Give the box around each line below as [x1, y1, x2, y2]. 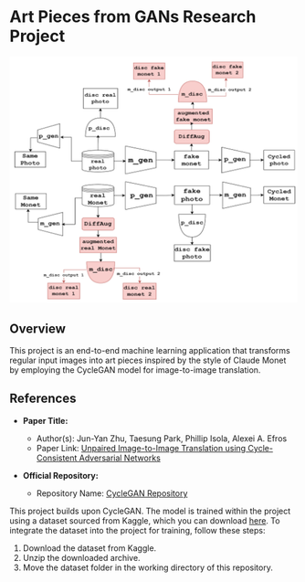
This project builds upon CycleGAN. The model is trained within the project [9, 505, 291, 516]
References [9, 391, 77, 407]
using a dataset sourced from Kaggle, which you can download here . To [9, 514, 280, 526]
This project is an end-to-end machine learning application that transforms [9, 345, 290, 356]
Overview [9, 321, 67, 336]
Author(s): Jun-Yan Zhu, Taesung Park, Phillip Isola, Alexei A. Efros [36, 432, 288, 444]
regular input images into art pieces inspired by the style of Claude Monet [9, 354, 287, 366]
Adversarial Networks [79, 452, 162, 463]
